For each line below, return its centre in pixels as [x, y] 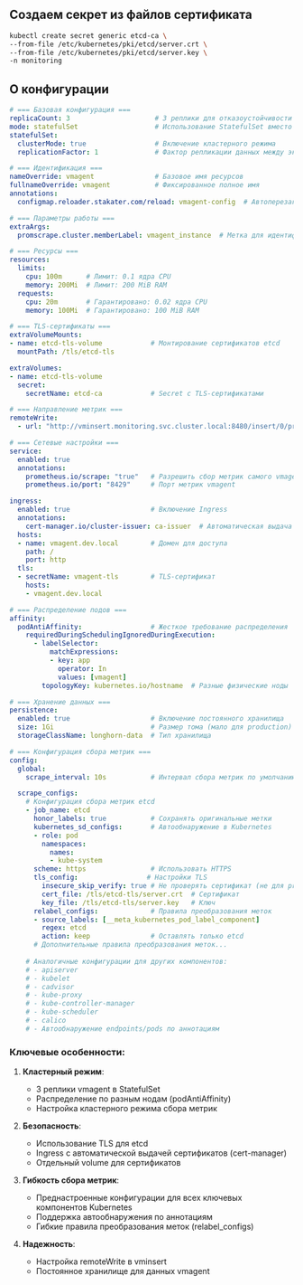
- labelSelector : [66, 644]
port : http [46, 560]
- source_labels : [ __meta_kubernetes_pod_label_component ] [146, 920]
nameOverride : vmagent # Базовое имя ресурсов [127, 177]
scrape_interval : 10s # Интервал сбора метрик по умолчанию [161, 777]
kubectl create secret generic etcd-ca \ [88, 35]
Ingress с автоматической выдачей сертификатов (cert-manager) [161, 1153]
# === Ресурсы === [44, 251]
